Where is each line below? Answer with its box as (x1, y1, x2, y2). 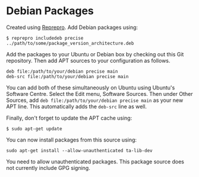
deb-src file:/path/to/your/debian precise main (6, 73, 129, 79)
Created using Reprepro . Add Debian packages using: (6, 24, 138, 31)
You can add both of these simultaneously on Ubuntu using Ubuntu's (6, 84, 175, 91)
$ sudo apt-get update (6, 125, 62, 131)
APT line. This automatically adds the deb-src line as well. (6, 102, 147, 110)
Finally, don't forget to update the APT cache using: (6, 114, 132, 121)
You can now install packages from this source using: (6, 136, 137, 143)
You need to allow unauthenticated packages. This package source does (6, 158, 184, 165)
